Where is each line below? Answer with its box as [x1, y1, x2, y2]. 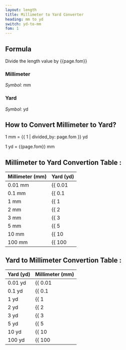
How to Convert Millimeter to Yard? [5, 120, 116, 129]
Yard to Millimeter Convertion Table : [5, 256, 121, 265]
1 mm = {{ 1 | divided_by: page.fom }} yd [5, 134, 88, 140]
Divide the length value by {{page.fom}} [5, 58, 87, 64]
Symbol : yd [5, 106, 28, 112]
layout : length [5, 7, 37, 13]
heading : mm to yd [5, 17, 43, 22]
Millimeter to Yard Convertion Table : [5, 158, 121, 166]
